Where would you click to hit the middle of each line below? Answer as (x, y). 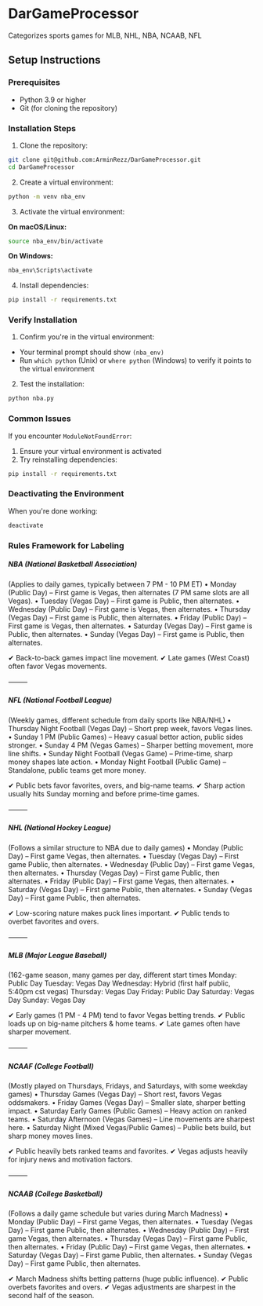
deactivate (26, 525)
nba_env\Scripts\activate (50, 271)
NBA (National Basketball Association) (73, 564)
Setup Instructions (54, 60)
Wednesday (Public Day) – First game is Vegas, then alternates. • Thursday (130, 609)
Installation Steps (42, 128)
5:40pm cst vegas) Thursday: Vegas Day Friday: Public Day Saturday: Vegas (131, 992)
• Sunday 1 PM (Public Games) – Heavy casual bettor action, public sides (126, 737)
